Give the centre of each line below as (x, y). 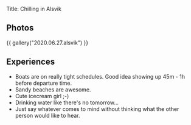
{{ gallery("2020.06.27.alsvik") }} (47, 43)
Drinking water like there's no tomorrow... (67, 102)
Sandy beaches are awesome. (53, 89)
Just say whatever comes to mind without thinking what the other (97, 109)
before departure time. (43, 83)
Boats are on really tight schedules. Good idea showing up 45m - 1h (100, 76)
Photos (20, 28)
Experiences (31, 62)
